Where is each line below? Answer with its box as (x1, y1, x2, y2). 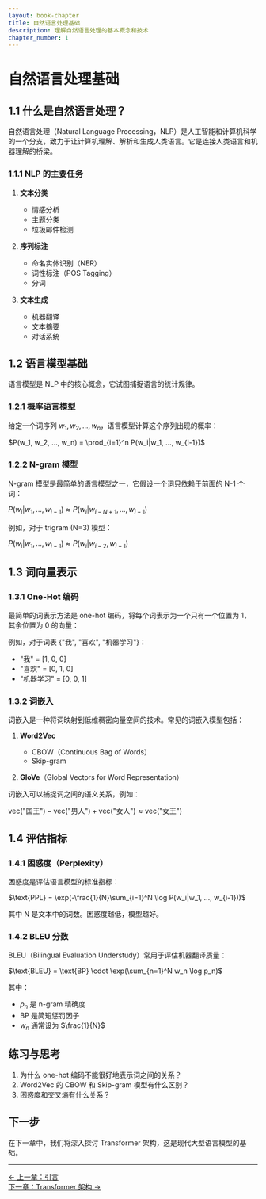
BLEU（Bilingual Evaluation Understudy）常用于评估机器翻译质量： (8, 950, 227, 960)
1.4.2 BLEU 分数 (8, 930, 69, 941)
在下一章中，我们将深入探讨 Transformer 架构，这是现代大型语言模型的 (8, 1138, 240, 1147)
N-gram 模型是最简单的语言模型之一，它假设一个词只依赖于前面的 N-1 (8, 479, 236, 488)
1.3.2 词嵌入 (8, 695, 54, 706)
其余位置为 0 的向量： (8, 621, 79, 630)
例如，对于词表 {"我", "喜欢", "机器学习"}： (8, 637, 146, 647)
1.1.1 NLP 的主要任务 (8, 168, 83, 179)
